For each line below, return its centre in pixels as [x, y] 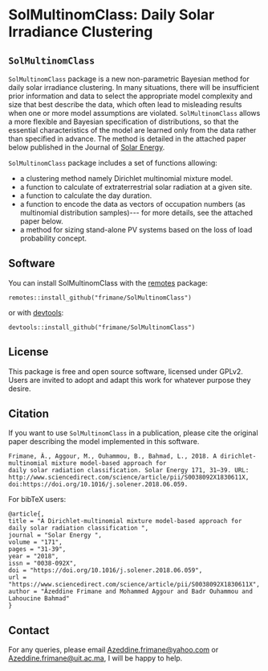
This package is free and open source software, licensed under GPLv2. [126, 371]
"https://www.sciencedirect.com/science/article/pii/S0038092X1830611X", [134, 585]
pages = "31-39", [37, 550]
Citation [29, 414]
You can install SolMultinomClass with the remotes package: [108, 282]
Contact [29, 630]
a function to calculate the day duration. [86, 196]
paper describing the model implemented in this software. [104, 442]
